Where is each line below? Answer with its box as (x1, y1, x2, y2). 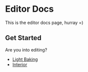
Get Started (5, 34, 42, 42)
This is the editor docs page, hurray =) (5, 20, 84, 25)
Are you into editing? (5, 47, 47, 52)
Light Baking (12, 56, 38, 62)
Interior (12, 61, 27, 67)
